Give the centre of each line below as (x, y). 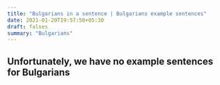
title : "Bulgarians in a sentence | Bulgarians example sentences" (107, 14)
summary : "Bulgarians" (40, 33)
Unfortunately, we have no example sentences (110, 61)
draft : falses (28, 26)
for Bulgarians (39, 72)
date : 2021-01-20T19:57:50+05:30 (56, 20)
